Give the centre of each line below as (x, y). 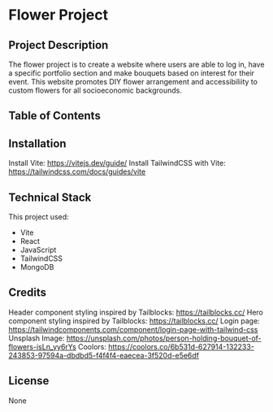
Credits (28, 293)
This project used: (39, 217)
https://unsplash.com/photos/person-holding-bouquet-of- (164, 338)
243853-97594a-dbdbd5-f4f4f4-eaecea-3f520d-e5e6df (104, 355)
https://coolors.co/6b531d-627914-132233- (181, 346)
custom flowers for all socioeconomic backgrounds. (95, 90)
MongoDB (37, 267)
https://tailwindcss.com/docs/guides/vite (77, 171)
